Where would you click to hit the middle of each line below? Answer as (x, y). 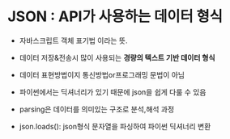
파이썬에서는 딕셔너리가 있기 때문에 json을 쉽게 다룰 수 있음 (113, 92)
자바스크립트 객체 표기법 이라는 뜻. (73, 40)
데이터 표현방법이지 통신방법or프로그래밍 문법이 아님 (102, 74)
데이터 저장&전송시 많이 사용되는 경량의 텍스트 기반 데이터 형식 (117, 57)
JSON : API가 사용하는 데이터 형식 (115, 17)
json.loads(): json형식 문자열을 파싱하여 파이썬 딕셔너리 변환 (115, 126)
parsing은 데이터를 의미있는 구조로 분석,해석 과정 (97, 109)
